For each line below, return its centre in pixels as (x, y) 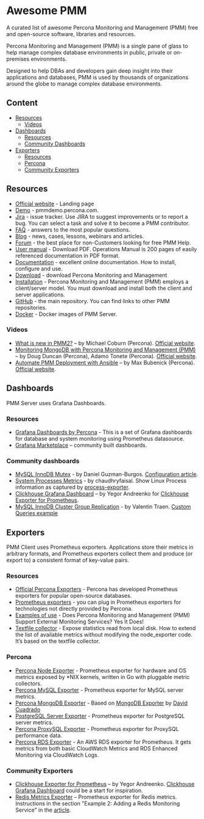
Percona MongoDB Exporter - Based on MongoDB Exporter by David (101, 703)
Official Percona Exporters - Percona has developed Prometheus (96, 589)
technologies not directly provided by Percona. (74, 609)
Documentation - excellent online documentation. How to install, (96, 262)
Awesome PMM (47, 11)
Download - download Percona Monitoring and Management (91, 275)
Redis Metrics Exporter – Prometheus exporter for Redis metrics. (96, 797)
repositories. (31, 307)
